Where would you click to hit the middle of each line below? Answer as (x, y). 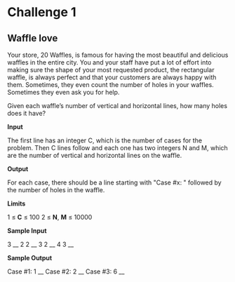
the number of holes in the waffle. (56, 190)
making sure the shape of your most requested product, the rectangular (111, 70)
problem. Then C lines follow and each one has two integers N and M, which (117, 148)
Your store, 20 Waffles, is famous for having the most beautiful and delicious (118, 55)
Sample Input (27, 231)
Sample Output (30, 258)
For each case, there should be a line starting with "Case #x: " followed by (115, 182)
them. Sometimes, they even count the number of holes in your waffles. (110, 85)
